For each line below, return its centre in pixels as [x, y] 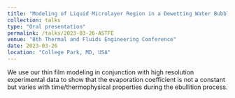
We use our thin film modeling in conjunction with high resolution [101, 72]
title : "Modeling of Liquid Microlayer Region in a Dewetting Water [109, 14]
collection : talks [34, 20]
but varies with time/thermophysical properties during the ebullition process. [118, 87]
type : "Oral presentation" [47, 26]
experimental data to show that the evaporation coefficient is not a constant [116, 79]
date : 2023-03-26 [33, 46]
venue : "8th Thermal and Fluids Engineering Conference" [92, 40]
